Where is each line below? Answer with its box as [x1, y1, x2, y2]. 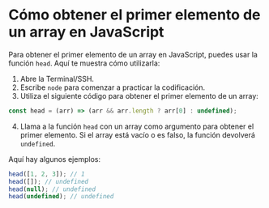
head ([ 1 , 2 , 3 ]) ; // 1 [8, 170, 85, 178]
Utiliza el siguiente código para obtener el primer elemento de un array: [19, 91, 259, 100]
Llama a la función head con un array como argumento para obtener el [19, 121, 254, 131]
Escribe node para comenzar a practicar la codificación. [19, 83, 206, 92]
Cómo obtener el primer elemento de [8, 6, 261, 24]
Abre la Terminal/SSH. [19, 74, 95, 83]
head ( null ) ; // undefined [8, 185, 96, 193]
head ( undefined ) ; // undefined [8, 193, 114, 201]
